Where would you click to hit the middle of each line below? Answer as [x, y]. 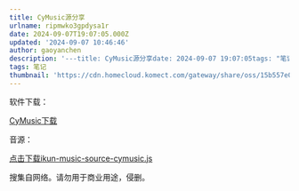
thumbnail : [29, 76]
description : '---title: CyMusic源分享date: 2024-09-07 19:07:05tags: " [145, 59]
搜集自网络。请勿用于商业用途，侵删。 [79, 177]
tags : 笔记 [28, 68]
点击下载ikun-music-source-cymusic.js [81, 158]
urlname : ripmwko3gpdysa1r [59, 26]
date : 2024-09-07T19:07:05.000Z [69, 34]
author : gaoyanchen [45, 51]
